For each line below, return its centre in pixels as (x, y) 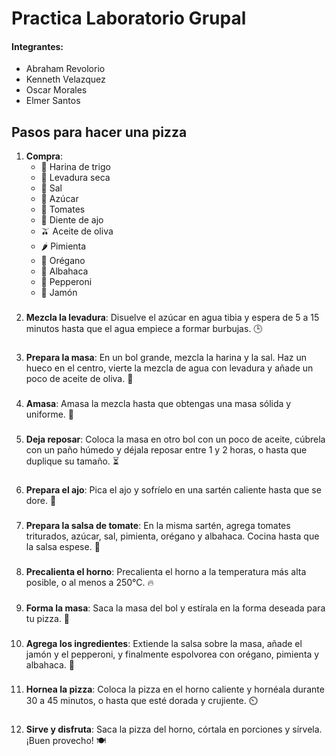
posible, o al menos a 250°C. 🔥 (89, 582)
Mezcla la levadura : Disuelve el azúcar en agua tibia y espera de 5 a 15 (172, 318)
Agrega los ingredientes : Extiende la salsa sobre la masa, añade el (164, 643)
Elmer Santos (53, 101)
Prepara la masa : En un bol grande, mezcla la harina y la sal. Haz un (166, 358)
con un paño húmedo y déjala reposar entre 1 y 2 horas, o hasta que (166, 449)
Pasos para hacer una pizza (99, 132)
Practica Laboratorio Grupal (129, 18)
